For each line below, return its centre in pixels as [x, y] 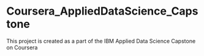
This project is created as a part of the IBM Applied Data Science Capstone [101, 41]
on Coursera [22, 47]
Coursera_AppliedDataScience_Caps [102, 11]
